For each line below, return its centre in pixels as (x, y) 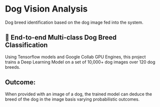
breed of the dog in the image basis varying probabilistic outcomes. (73, 99)
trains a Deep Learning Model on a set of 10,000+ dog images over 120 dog (80, 62)
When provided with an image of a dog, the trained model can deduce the (79, 94)
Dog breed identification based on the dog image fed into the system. (74, 22)
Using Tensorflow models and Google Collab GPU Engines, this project (75, 57)
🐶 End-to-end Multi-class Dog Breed (61, 38)
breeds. (13, 67)
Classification (26, 45)
